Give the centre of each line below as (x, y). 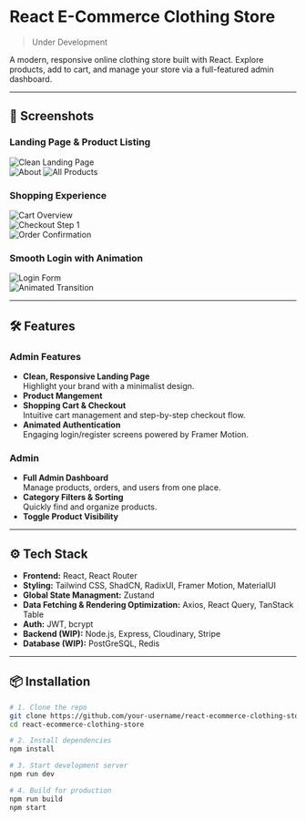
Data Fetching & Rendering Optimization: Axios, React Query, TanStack (158, 605)
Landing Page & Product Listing (80, 142)
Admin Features (46, 356)
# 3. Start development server (69, 766)
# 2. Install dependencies (61, 741)
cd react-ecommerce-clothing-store (77, 724)
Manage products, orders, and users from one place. (122, 487)
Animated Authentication (71, 425)
